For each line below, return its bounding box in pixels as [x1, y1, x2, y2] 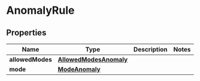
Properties [6, 28, 47, 38]
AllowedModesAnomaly [57, 55, 128, 64]
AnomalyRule [6, 4, 75, 17]
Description [134, 46, 168, 53]
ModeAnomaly [57, 65, 101, 73]
